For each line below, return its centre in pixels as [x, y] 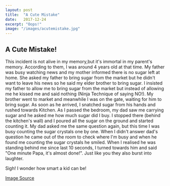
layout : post [19, 10]
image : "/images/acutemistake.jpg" [43, 29]
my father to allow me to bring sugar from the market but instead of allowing [85, 88]
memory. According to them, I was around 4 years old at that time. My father [85, 67]
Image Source [20, 178]
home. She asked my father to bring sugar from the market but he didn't [80, 78]
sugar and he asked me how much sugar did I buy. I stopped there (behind [83, 115]
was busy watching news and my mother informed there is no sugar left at [83, 72]
